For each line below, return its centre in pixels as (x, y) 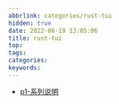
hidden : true (30, 23)
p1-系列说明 (39, 91)
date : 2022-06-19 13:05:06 (53, 30)
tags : (17, 53)
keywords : (25, 68)
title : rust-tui (35, 38)
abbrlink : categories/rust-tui (60, 16)
